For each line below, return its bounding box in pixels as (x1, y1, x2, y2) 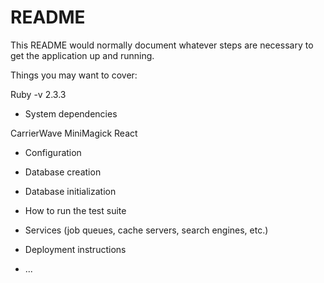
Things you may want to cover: (10, 69, 138, 81)
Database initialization (24, 185, 117, 197)
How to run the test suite (24, 204, 127, 216)
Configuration (24, 146, 82, 158)
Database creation (24, 166, 102, 178)
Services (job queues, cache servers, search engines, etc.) (24, 224, 269, 236)
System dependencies (24, 107, 118, 120)
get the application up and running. (10, 49, 155, 61)
